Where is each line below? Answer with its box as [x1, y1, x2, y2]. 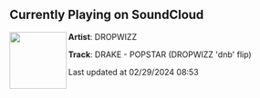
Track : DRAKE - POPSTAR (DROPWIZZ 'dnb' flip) [68, 49, 253, 60]
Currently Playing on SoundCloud [9, 7, 204, 23]
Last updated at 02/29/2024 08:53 [68, 66, 199, 77]
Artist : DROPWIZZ [68, 31, 138, 42]
